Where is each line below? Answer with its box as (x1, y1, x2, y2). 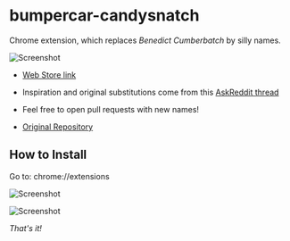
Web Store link (21, 69, 77, 80)
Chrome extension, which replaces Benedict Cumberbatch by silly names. (9, 35, 281, 46)
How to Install (9, 147, 87, 162)
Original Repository (21, 121, 94, 132)
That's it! (9, 222, 43, 233)
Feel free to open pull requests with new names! (21, 104, 199, 114)
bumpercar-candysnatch (9, 5, 200, 26)
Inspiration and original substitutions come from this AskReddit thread (21, 87, 279, 97)
